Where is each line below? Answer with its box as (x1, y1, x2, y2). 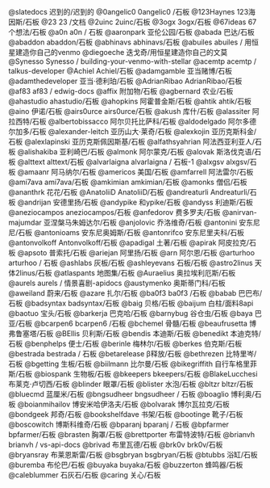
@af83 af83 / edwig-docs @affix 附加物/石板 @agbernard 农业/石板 (8, 86, 234, 95)
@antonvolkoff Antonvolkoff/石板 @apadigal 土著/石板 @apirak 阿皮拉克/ (8, 238, 250, 247)
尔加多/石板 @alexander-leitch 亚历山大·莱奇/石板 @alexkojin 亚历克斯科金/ (8, 127, 256, 136)
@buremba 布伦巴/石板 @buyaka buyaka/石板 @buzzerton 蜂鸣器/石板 (8, 460, 243, 469)
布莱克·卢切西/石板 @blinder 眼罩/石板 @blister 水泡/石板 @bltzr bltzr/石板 (8, 379, 254, 389)
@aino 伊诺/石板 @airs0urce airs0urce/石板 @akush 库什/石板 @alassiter (8, 107, 251, 116)
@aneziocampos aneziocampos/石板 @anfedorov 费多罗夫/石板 (8, 208, 221, 217)
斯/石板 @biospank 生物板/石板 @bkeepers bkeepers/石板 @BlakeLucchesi (8, 369, 258, 378)
